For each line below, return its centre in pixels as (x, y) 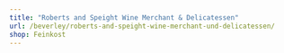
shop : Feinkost (38, 34)
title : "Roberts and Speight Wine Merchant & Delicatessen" (124, 18)
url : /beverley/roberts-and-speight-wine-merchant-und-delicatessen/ (142, 26)
